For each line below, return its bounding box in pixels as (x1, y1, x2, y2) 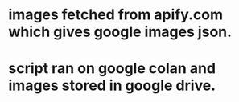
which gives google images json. (8, 22, 232, 41)
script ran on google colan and (8, 59, 216, 78)
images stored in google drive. (8, 76, 216, 95)
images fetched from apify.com (8, 6, 224, 24)
